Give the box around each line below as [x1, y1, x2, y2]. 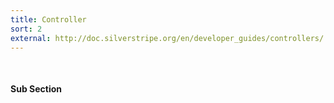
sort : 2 [10, 24, 43, 34]
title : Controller [10, 14, 87, 25]
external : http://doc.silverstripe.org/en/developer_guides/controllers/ [10, 33, 325, 43]
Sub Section [10, 82, 62, 95]
